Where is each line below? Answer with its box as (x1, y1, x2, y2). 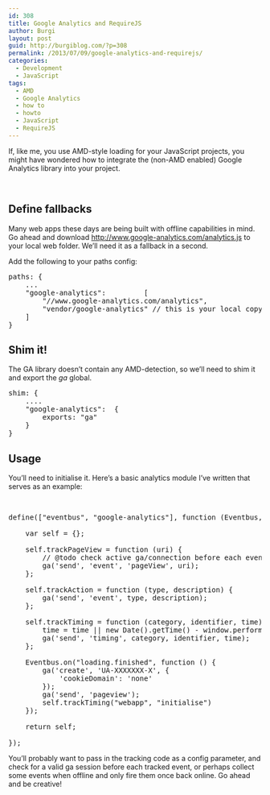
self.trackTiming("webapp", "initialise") (42, 698, 212, 707)
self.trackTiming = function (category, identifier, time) (25, 618, 263, 627)
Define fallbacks (8, 202, 92, 216)
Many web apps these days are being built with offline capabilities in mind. (8, 223, 256, 234)
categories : (8, 57, 48, 65)
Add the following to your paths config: (8, 256, 138, 266)
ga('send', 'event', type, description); (42, 594, 208, 602)
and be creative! (8, 779, 63, 789)
